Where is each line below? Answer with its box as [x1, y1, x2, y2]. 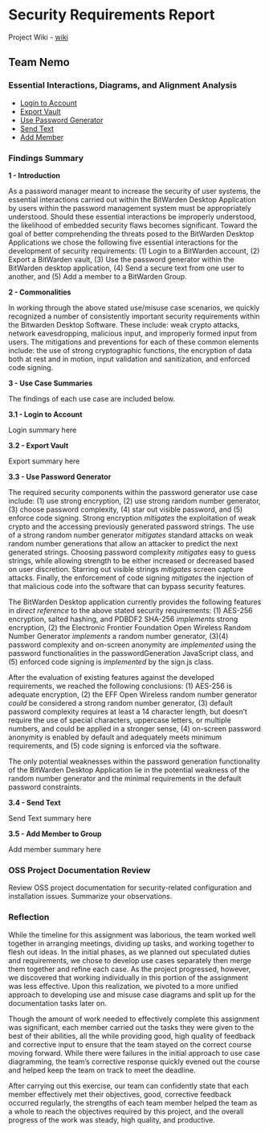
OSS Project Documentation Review [8, 864, 151, 875]
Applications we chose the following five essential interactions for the [8, 237, 238, 247]
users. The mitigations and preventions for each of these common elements [8, 336, 259, 347]
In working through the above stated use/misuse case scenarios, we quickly [8, 303, 260, 312]
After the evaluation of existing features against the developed [8, 672, 214, 682]
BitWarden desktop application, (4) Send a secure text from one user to [8, 263, 245, 273]
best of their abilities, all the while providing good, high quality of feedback [8, 1031, 255, 1040]
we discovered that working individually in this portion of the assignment [8, 972, 249, 983]
